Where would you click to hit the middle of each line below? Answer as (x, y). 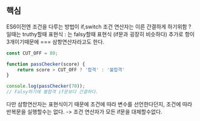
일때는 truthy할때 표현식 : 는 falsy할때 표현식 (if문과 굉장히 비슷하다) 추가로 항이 (101, 34)
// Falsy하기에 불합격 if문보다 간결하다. (52, 92)
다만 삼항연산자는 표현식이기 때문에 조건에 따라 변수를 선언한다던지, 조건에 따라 (99, 104)
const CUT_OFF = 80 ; (32, 53)
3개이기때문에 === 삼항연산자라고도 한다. (55, 42)
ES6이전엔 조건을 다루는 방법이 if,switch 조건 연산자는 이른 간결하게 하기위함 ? (99, 27)
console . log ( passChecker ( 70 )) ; (46, 87)
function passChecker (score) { (46, 64)
